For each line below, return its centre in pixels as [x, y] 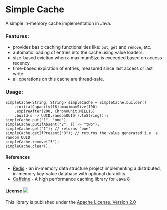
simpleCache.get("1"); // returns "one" [48, 129]
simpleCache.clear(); [28, 146]
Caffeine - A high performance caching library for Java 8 [71, 179]
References [18, 157]
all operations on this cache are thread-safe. [58, 79]
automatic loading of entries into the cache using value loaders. [78, 52]
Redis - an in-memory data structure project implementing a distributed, [87, 168]
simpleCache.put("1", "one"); [37, 120]
